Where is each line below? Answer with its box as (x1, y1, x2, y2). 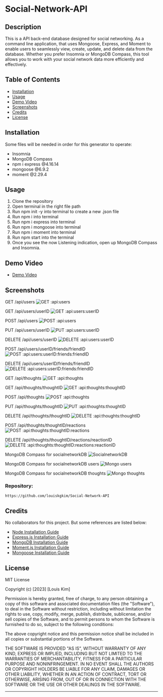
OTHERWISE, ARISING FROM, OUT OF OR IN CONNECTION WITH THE (5, 676, 147, 682)
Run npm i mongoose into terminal (12, 224, 81, 230)
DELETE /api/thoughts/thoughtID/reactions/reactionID (5, 437, 113, 443)
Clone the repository (12, 198, 53, 204)
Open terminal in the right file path (12, 203, 81, 210)
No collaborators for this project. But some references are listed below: (5, 519, 147, 526)
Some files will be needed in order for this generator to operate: (5, 141, 132, 147)
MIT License (5, 576, 30, 582)
